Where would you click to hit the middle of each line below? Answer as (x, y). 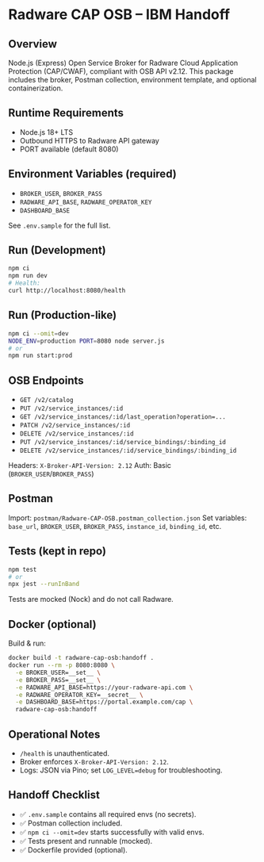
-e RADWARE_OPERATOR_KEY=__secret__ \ (80, 695)
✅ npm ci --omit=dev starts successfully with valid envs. (112, 832)
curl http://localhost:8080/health (67, 291)
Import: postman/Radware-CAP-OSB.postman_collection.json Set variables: (128, 518)
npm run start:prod (40, 356)
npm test (23, 569)
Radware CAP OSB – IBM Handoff (119, 15)
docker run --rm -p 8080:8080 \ (61, 665)
